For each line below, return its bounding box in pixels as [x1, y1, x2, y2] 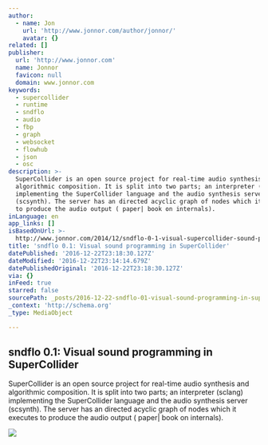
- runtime [15, 101, 48, 109]
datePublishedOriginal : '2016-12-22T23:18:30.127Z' [8, 264, 183, 272]
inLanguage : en [8, 213, 59, 221]
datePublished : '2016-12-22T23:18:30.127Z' [8, 249, 156, 257]
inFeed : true [8, 279, 52, 288]
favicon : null [15, 71, 62, 79]
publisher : [8, 49, 45, 57]
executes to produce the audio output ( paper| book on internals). [8, 413, 224, 423]
